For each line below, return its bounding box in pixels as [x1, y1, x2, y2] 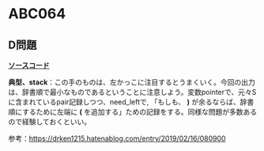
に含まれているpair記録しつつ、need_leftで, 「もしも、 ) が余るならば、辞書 [8, 97, 255, 107]
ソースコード [8, 61, 50, 70]
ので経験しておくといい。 [8, 117, 92, 126]
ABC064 [8, 5, 66, 23]
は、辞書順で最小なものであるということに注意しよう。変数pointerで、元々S [8, 88, 257, 96]
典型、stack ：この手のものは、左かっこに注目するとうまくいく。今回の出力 [8, 77, 255, 87]
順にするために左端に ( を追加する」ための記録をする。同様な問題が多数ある [8, 108, 258, 116]
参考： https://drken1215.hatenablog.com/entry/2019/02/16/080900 [8, 134, 227, 143]
